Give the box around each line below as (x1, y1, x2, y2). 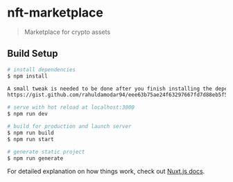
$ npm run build (7, 129, 54, 136)
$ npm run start (7, 136, 54, 143)
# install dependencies (7, 66, 76, 73)
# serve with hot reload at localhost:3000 (7, 104, 135, 111)
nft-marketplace (7, 5, 104, 21)
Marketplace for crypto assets (24, 28, 111, 36)
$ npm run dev (7, 111, 49, 118)
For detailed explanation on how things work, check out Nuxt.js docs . (7, 167, 205, 176)
